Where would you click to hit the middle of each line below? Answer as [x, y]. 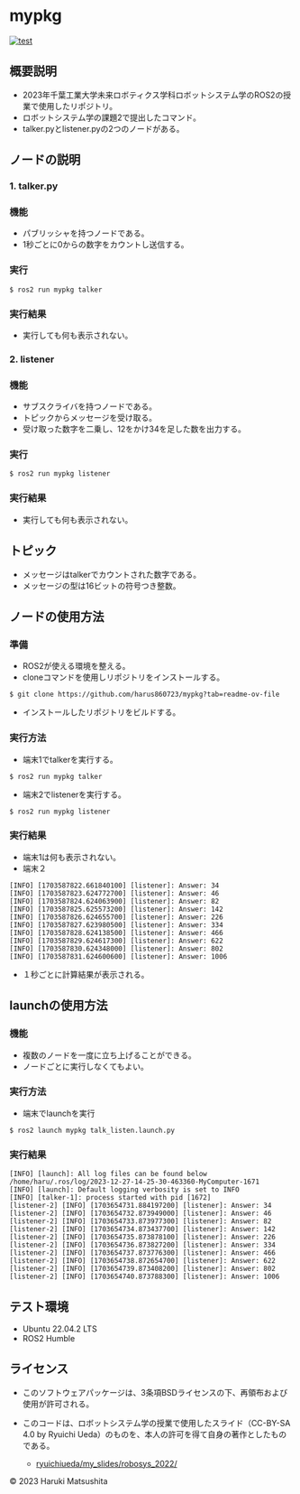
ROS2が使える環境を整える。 [76, 666]
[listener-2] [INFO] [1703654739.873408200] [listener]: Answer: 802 [143, 1269]
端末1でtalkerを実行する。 [70, 759]
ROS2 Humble [49, 1338]
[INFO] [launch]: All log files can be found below [108, 1174]
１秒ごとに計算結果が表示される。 [86, 974]
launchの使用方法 [59, 1006]
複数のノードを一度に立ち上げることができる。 [109, 1055]
